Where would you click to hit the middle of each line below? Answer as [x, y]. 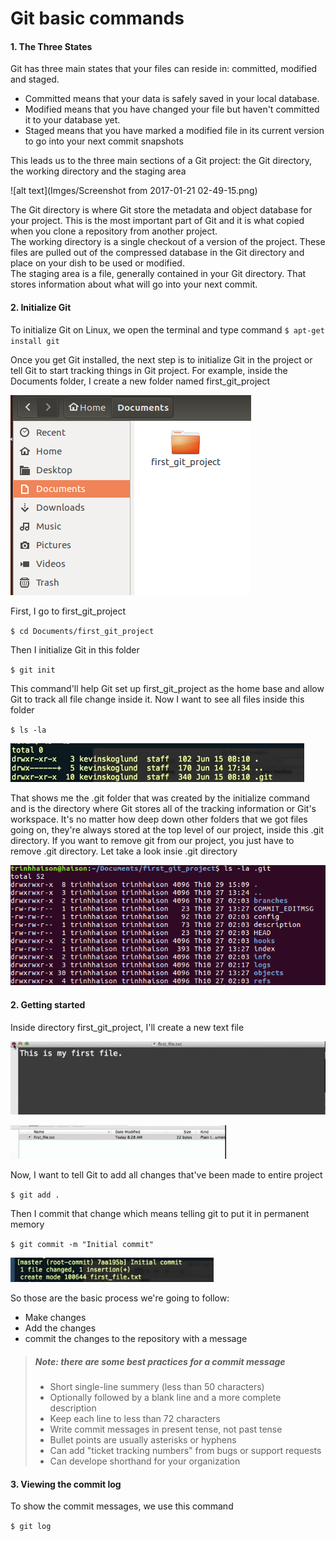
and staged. [35, 79]
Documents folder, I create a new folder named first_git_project [140, 381]
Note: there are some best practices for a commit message [160, 1361]
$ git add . [35, 1195]
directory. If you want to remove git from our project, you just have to [152, 840]
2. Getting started [48, 1004]
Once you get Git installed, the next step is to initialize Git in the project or [161, 359]
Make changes [55, 1318]
